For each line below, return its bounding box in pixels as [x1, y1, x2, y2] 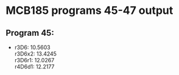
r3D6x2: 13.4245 [14, 50, 57, 57]
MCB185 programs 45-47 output [5, 4, 174, 18]
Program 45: [5, 28, 54, 38]
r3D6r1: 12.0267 [14, 57, 55, 64]
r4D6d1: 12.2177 [14, 63, 55, 70]
